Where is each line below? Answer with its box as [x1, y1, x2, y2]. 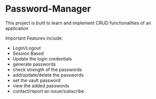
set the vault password [12, 77, 61, 83]
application [5, 25, 29, 31]
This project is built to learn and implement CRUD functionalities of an [5, 20, 151, 26]
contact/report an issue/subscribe [12, 88, 84, 94]
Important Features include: [5, 35, 64, 41]
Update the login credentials [12, 55, 72, 61]
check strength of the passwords [12, 67, 82, 73]
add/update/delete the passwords [12, 72, 84, 78]
